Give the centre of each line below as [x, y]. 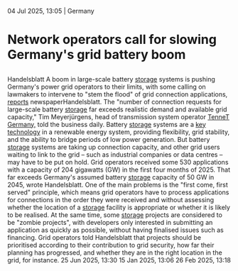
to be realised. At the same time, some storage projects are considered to [115, 215]
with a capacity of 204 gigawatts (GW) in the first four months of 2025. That [119, 170]
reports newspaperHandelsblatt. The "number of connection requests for [114, 101]
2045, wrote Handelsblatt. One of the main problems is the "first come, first [118, 184]
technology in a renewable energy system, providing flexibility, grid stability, [119, 132]
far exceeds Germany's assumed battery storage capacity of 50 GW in [111, 177]
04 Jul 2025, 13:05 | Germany [51, 11]
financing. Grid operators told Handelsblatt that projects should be [104, 237]
